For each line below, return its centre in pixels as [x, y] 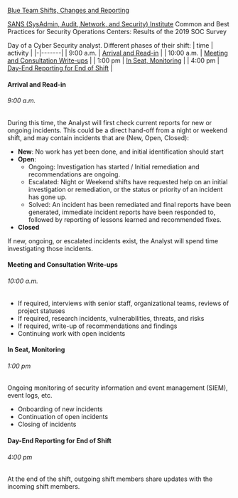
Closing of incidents [47, 424]
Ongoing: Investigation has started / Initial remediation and [114, 166]
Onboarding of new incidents [60, 409]
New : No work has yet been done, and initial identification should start [120, 152]
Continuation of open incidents [63, 417]
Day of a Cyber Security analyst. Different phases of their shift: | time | [110, 45]
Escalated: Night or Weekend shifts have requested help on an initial [128, 181]
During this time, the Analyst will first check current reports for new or [110, 122]
